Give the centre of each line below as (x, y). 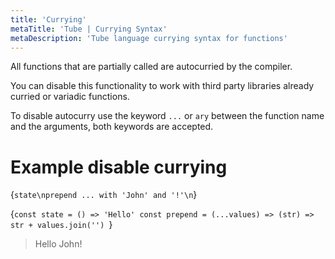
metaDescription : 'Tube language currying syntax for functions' (149, 38)
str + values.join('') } (61, 225)
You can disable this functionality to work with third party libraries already (162, 86)
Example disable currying (119, 167)
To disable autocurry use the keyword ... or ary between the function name (167, 116)
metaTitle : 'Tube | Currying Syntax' (89, 29)
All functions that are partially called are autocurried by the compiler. (151, 67)
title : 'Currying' (48, 19)
